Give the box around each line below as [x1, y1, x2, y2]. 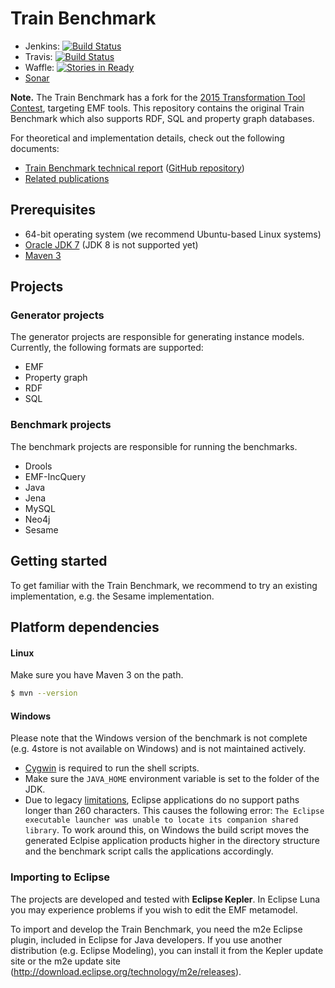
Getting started [10, 553, 108, 570]
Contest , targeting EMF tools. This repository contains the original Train [10, 102, 305, 114]
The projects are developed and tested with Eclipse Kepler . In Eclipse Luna [10, 893, 321, 905]
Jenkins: [24, 40, 60, 52]
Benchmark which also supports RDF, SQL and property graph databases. [10, 112, 315, 124]
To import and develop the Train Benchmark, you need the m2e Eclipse [10, 923, 303, 935]
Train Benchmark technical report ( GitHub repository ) [24, 162, 245, 174]
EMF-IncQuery [24, 470, 87, 482]
